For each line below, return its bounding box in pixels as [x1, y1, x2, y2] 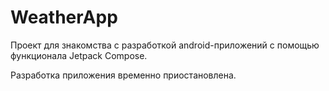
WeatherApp [10, 6, 118, 29]
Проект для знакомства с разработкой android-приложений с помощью [10, 39, 320, 51]
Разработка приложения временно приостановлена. [10, 69, 237, 81]
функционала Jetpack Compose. [10, 49, 148, 61]
